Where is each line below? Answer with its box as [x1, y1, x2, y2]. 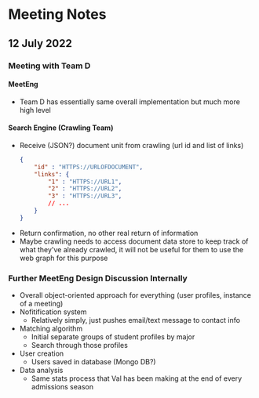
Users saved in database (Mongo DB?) [31, 357, 156, 367]
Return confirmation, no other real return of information [19, 228, 199, 237]
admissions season [31, 382, 94, 392]
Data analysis [19, 366, 64, 375]
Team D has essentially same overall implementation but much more [19, 96, 241, 107]
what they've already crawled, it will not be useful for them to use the [19, 244, 244, 254]
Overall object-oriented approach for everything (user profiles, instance [19, 291, 252, 300]
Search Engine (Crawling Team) [8, 123, 114, 132]
